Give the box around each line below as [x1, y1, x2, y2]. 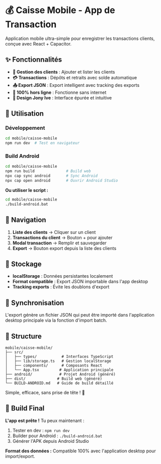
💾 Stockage [5, 260, 42, 268]
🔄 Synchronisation [5, 298, 64, 307]
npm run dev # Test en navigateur [5, 140, 80, 146]
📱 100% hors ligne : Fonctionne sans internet [12, 89, 107, 95]
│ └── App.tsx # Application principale [5, 367, 114, 372]
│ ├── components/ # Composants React [5, 363, 102, 368]
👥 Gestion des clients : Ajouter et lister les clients [12, 69, 115, 75]
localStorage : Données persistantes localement [12, 273, 113, 279]
